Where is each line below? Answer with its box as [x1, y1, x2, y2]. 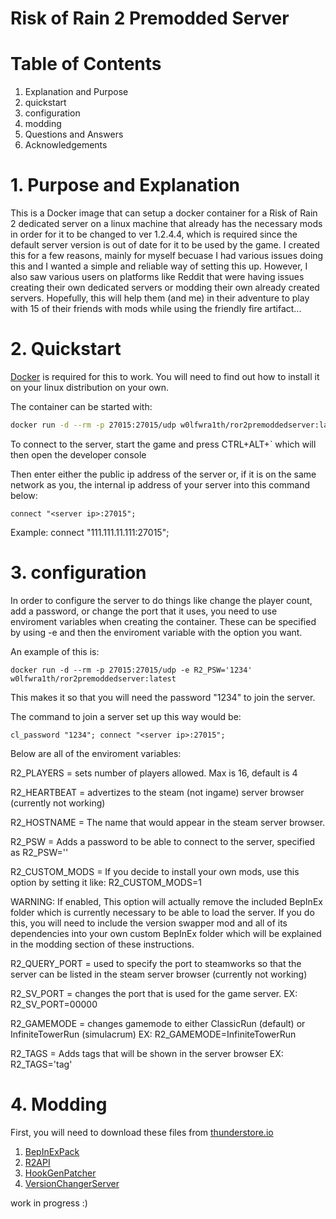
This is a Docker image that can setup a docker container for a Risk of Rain [10, 207, 318, 219]
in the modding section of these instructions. [10, 938, 195, 950]
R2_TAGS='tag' [10, 1058, 73, 1070]
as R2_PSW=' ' [10, 846, 69, 858]
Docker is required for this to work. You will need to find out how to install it [10, 371, 320, 382]
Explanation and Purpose [24, 86, 129, 98]
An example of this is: [10, 645, 100, 657]
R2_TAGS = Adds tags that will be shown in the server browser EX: [10, 1047, 284, 1059]
